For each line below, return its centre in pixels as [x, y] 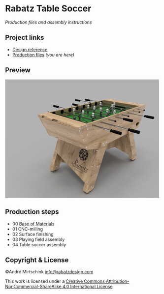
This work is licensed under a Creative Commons [55, 281]
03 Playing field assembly [38, 239]
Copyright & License [37, 260]
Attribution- [117, 281]
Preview [18, 70]
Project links [25, 38]
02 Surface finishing [33, 234]
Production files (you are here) [43, 55]
